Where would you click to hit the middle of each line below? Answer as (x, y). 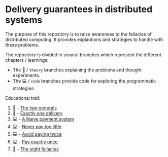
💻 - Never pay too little (37, 126)
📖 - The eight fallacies (36, 149)
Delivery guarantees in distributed (79, 9)
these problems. (22, 45)
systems (24, 20)
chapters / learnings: (27, 60)
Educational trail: (23, 98)
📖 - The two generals (35, 108)
